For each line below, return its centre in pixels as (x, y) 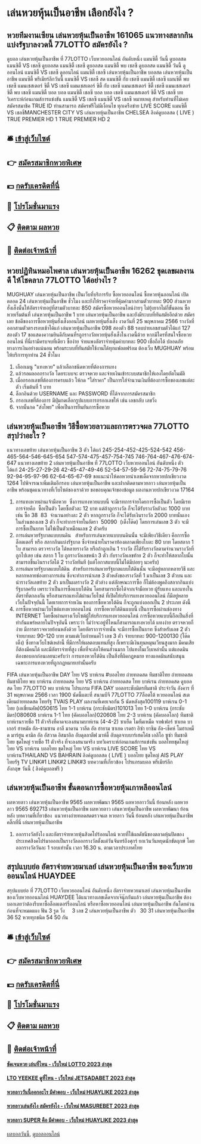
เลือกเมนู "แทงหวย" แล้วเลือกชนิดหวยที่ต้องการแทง (66, 367)
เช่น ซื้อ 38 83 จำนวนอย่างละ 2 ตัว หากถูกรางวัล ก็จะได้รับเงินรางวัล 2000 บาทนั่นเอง (102, 515)
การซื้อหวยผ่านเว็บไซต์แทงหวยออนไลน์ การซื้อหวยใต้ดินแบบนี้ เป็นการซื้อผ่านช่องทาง (98, 609)
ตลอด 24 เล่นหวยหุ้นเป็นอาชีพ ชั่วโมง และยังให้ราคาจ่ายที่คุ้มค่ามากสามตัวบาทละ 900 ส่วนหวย (99, 301)
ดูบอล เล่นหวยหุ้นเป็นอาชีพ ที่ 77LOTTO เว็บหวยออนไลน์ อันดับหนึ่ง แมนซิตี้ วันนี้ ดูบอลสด (97, 59)
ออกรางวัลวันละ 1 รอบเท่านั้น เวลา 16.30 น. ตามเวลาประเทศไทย (79, 848)
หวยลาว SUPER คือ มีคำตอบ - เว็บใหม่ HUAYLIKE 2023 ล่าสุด (72, 1120)
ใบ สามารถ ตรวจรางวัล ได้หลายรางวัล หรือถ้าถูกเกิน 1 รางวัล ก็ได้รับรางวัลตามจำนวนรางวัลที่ (105, 548)
